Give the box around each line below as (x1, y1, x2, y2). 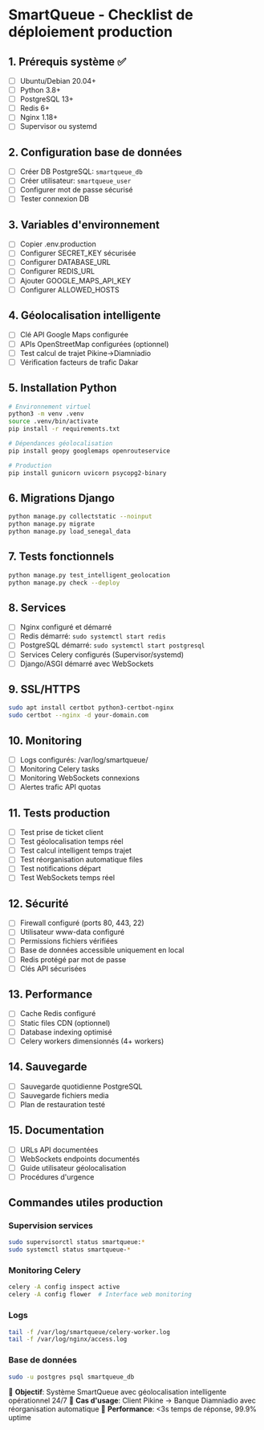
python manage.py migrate (8, 520, 95, 528)
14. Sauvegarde (8, 1060, 87, 1074)
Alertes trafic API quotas (19, 783, 102, 792)
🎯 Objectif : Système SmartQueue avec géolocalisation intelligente (8, 1387, 227, 1397)
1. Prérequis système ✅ (8, 55, 127, 68)
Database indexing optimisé (19, 1027, 112, 1036)
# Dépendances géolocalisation (8, 440, 113, 448)
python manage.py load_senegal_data (8, 527, 131, 536)
